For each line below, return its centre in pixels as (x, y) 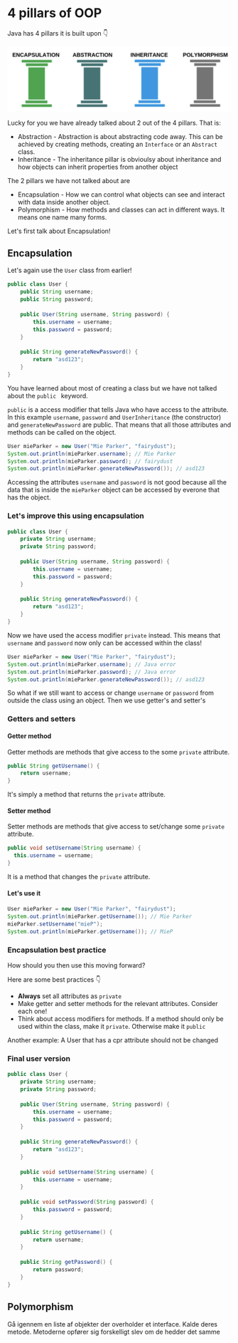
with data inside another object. (64, 202)
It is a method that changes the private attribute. (79, 877)
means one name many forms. (62, 217)
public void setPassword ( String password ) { (87, 1202)
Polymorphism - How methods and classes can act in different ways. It (121, 209)
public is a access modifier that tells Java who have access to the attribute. (118, 409)
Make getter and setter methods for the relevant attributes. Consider (118, 1004)
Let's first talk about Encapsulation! (59, 231)
